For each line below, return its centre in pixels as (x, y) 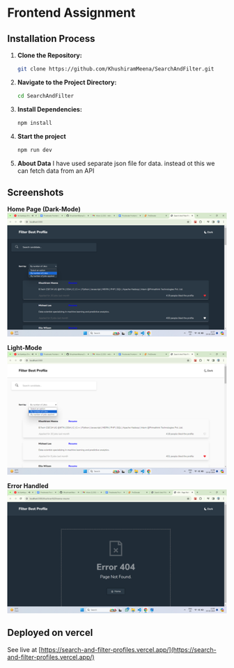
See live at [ (24, 649)
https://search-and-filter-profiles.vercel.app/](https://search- (129, 649)
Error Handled (28, 486)
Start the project (41, 136)
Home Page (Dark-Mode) (44, 209)
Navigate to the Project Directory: (67, 82)
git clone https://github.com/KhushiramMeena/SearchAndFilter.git (116, 69)
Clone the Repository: (49, 55)
